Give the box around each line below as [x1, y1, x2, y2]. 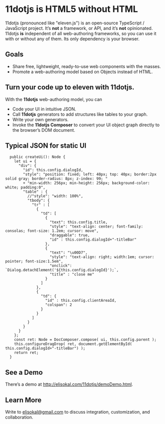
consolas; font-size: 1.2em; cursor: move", [5, 229, 99, 234]
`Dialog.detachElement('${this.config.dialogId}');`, [5, 267, 119, 273]
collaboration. [5, 414, 33, 420]
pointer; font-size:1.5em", [5, 259, 64, 264]
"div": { [18, 163, 37, 169]
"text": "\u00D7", [49, 250, 88, 255]
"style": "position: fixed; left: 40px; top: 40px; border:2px [23, 172, 157, 177]
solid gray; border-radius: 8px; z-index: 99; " [5, 176, 108, 181]
